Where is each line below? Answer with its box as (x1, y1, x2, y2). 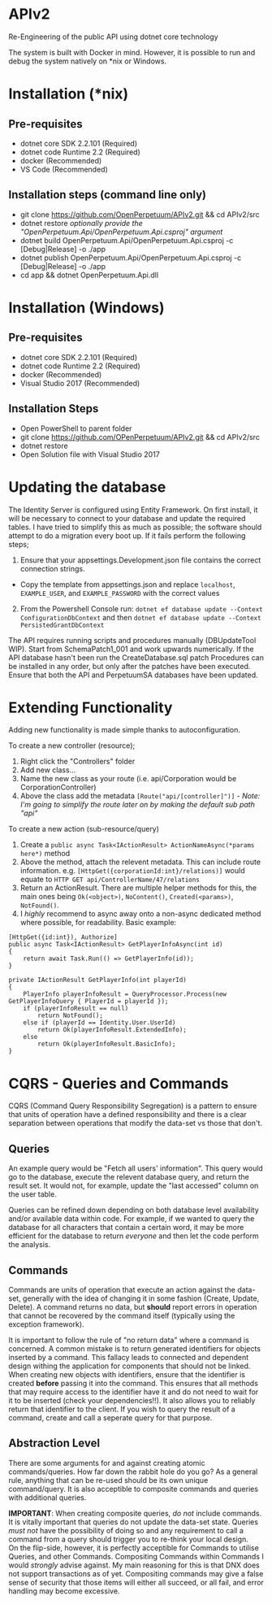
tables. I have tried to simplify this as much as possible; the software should (8, 522, 262, 532)
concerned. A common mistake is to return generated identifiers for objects (8, 1344, 261, 1354)
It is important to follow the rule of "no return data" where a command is (8, 1335, 249, 1345)
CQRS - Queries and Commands (8, 1074, 229, 1093)
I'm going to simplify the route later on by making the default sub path (19, 800, 256, 810)
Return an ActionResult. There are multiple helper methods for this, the (19, 883, 257, 893)
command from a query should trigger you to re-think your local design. (8, 1534, 249, 1544)
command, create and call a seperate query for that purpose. (8, 1413, 213, 1423)
